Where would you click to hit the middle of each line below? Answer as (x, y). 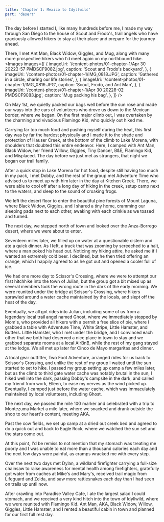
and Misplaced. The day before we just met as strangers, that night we (76, 155)
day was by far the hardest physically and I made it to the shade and (74, 135)
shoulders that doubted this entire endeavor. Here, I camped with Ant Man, (80, 145)
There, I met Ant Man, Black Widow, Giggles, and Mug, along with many (77, 53)
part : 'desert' (21, 14)
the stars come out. (25, 434)
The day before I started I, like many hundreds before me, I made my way (79, 28)
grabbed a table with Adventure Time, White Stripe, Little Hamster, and (76, 327)
